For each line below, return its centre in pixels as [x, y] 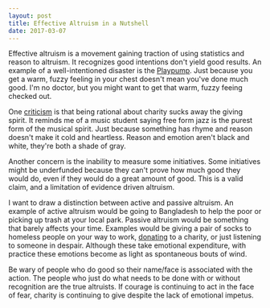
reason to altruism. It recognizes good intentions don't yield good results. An [135, 62]
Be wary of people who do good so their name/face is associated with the [131, 269]
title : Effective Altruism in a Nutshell [79, 23]
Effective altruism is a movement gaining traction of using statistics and [127, 54]
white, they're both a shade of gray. [67, 146]
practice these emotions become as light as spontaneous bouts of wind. [128, 254]
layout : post [30, 16]
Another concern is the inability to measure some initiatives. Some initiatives [135, 162]
